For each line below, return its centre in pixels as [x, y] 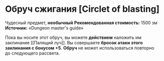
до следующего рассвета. [32, 53]
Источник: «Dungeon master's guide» [44, 28]
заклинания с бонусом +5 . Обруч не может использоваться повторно [80, 48]
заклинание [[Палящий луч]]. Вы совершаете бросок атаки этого [74, 42]
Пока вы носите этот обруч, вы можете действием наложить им [73, 37]
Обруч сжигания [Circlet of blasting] [82, 9]
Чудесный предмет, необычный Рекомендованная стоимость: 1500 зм [81, 23]
